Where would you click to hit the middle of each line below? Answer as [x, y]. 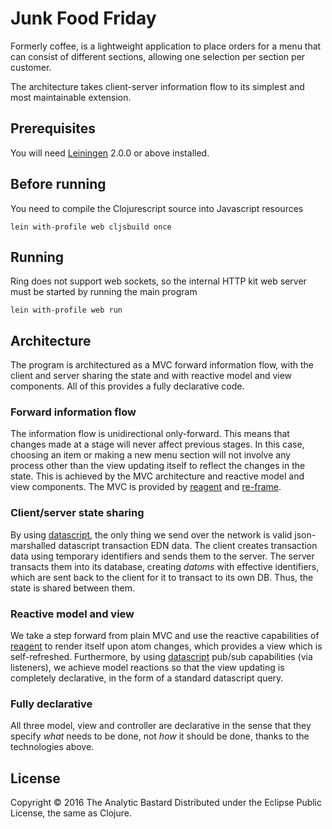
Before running [58, 184]
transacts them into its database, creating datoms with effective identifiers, [165, 566]
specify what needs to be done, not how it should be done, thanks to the [160, 736]
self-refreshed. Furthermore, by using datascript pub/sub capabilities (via [161, 657]
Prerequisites [53, 128]
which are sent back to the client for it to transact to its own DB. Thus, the [162, 577]
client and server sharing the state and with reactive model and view [151, 376]
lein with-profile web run [66, 310]
